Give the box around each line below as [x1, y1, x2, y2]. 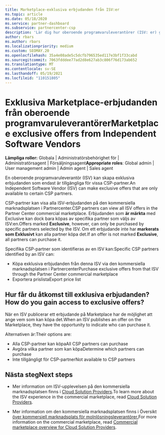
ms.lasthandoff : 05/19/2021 [5, 71, 63, 76]
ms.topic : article [5, 12, 43, 17]
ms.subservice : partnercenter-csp [5, 26, 76, 30]
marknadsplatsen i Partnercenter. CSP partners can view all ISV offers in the [5, 205, 158, 211]
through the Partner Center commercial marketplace [12, 271, 118, 277]
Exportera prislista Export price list [12, 276, 81, 282]
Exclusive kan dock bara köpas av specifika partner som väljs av [5, 216, 136, 221]
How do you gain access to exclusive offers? [5, 298, 144, 307]
